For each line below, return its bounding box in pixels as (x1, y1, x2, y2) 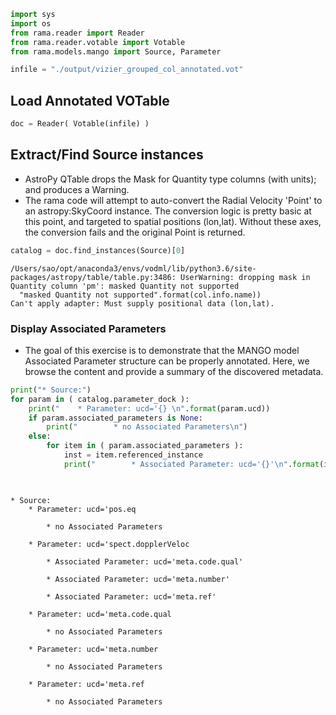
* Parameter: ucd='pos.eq (28, 504, 137, 514)
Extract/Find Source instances (10, 146, 204, 164)
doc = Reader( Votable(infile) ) (10, 119, 150, 129)
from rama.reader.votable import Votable (10, 37, 186, 47)
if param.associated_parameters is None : (28, 413, 203, 423)
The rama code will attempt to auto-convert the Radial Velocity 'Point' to (24, 194, 323, 206)
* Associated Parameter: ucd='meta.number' (46, 574, 230, 584)
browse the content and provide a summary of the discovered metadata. (24, 365, 324, 377)
